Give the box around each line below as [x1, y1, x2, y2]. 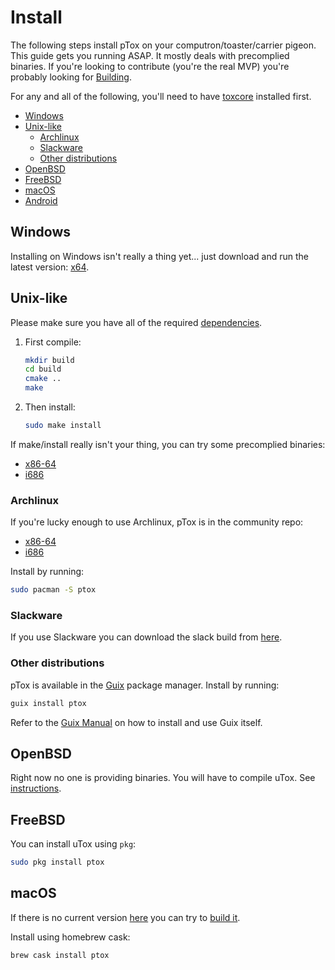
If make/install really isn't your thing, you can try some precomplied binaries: [10, 438, 326, 450]
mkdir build [24, 355, 75, 365]
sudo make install [24, 421, 102, 431]
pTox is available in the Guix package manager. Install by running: [10, 679, 280, 691]
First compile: [24, 336, 82, 348]
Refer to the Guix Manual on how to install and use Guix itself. [10, 716, 263, 728]
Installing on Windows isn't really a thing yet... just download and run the [10, 250, 310, 262]
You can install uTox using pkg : [10, 838, 137, 850]
